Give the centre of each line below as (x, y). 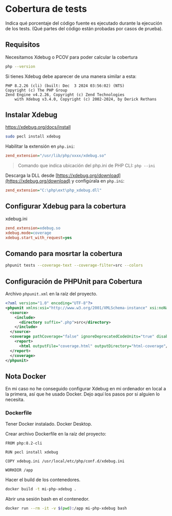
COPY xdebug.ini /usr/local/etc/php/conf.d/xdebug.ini (65, 461)
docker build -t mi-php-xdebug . (41, 489)
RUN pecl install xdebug (32, 452)
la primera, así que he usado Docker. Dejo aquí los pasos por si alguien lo (83, 394)
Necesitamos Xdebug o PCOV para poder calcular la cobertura (72, 57)
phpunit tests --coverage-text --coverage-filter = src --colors (74, 265)
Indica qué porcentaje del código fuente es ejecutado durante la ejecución (84, 23)
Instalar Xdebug (31, 115)
